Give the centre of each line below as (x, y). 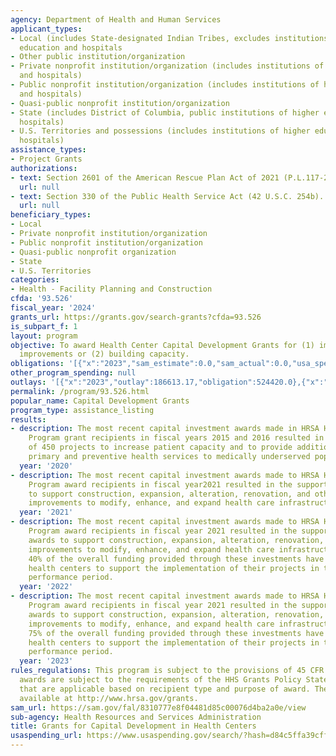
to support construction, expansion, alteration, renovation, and (169, 494)
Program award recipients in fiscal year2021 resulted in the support (178, 484)
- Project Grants (46, 159)
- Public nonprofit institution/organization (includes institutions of (165, 85)
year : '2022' (46, 587)
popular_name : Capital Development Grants (100, 401)
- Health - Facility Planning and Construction (111, 289)
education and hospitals (71, 47)
